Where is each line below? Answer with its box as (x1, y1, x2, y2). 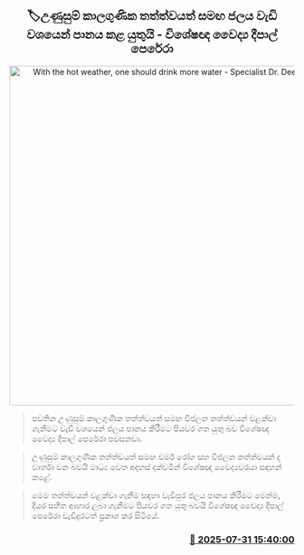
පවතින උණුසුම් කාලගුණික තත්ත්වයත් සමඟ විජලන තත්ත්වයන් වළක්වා (31, 412, 277, 424)
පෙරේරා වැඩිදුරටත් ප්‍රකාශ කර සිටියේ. (31, 510, 160, 521)
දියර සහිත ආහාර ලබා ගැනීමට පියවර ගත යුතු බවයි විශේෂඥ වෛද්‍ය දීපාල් (31, 500, 284, 511)
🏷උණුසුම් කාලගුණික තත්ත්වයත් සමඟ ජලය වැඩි (26, 8, 278, 24)
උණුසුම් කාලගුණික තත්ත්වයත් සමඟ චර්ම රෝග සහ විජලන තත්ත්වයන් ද (31, 451, 280, 462)
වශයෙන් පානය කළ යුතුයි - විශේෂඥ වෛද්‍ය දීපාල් (26, 27, 278, 43)
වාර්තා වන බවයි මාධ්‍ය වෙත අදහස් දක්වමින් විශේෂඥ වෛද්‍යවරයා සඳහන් (31, 461, 282, 472)
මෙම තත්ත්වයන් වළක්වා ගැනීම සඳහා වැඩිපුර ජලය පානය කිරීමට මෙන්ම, (31, 489, 280, 501)
